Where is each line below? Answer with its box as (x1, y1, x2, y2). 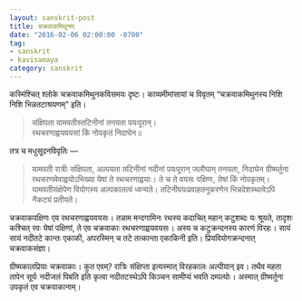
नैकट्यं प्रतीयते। (31, 194, 79, 205)
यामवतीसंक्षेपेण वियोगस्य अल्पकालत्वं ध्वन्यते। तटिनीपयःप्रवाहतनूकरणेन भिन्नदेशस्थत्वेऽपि (31, 183, 276, 195)
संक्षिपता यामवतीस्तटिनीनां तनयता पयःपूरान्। (31, 117, 157, 128)
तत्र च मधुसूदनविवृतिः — (9, 145, 79, 156)
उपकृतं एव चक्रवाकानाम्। (9, 281, 82, 292)
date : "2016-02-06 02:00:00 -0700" (9, 30, 144, 39)
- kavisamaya (9, 55, 59, 64)
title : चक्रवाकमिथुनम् (9, 22, 75, 31)
